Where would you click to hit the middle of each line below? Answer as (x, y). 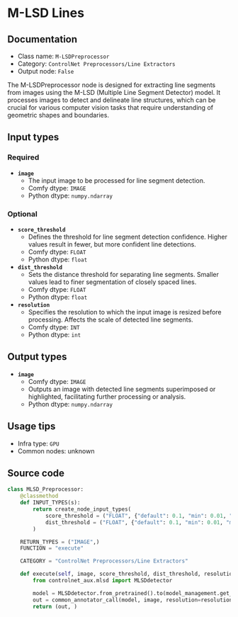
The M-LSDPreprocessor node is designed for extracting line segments (112, 85)
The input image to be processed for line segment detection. (117, 180)
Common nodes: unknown (56, 451)
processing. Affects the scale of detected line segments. (110, 319)
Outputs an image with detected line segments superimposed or (122, 389)
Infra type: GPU (38, 443)
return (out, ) (55, 606)
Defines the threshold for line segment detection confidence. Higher (128, 237)
